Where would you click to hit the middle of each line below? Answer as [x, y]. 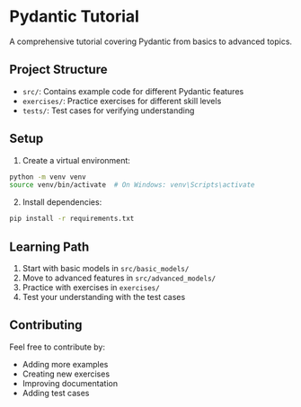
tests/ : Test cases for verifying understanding [108, 111]
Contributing [46, 325]
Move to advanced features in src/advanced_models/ [119, 278]
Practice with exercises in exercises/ [91, 288]
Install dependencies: [62, 202]
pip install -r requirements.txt [72, 219]
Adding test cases [56, 393]
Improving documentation [70, 383]
